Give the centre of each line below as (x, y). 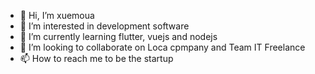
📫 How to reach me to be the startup (96, 58)
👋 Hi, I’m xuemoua (57, 15)
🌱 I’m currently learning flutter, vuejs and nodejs (118, 36)
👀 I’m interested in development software (104, 26)
